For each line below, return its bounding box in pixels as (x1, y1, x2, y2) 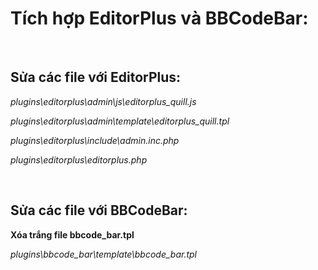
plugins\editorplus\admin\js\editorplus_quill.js (10, 95, 197, 107)
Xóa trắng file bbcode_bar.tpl (10, 228, 135, 241)
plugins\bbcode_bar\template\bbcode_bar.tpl (10, 248, 197, 260)
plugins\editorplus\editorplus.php (10, 153, 148, 166)
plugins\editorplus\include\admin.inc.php (10, 134, 180, 146)
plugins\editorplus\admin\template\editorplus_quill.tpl (10, 115, 230, 127)
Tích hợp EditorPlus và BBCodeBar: (10, 7, 309, 30)
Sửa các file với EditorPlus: (10, 69, 182, 86)
